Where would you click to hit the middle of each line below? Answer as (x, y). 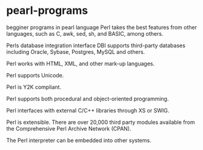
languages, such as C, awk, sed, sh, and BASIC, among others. (85, 33)
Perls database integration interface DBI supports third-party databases (96, 45)
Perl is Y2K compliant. (34, 87)
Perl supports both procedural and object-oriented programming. (88, 99)
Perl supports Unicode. (35, 75)
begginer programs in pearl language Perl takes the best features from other (101, 27)
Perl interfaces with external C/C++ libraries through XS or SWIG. (88, 110)
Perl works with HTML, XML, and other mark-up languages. (81, 64)
